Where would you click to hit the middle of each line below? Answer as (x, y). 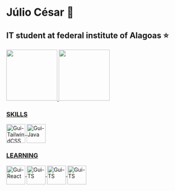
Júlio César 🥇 (40, 12)
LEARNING (22, 155)
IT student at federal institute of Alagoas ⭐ (87, 35)
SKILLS (17, 114)
